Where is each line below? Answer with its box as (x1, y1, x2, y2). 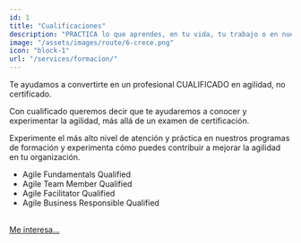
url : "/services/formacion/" (9, 54, 118, 63)
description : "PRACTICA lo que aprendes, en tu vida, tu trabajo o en (9, 29, 279, 38)
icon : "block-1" (9, 46, 70, 55)
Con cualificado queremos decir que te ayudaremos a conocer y (9, 106, 247, 116)
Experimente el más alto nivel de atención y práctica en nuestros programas (9, 133, 290, 143)
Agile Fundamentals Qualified (21, 169, 132, 180)
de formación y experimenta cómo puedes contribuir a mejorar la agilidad (9, 142, 281, 153)
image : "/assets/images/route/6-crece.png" (9, 38, 175, 47)
